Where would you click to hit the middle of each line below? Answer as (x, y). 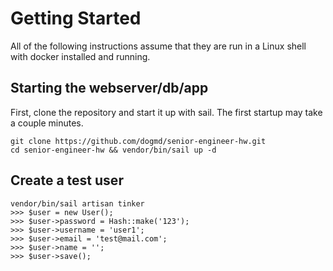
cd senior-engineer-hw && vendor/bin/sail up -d (113, 150)
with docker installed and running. (80, 56)
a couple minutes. (47, 123)
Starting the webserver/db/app (109, 88)
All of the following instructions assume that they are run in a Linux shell (158, 46)
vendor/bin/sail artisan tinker (77, 203)
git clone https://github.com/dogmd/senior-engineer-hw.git (138, 141)
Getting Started (76, 18)
